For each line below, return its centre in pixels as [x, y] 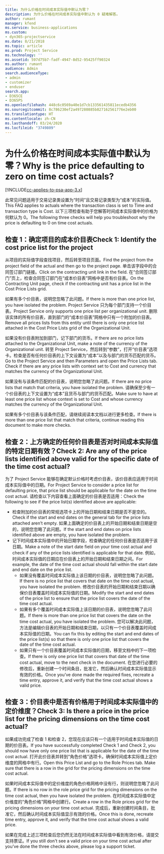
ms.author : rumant [24, 64]
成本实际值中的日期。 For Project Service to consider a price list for [72, 485]
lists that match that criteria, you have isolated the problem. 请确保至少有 [78, 388]
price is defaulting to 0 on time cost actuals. [49, 223]
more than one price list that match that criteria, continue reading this [75, 420]
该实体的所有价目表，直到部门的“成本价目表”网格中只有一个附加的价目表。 [80, 317]
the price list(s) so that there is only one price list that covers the [84, 639]
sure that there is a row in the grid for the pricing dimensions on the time [78, 768]
